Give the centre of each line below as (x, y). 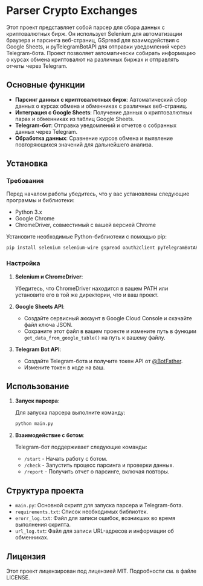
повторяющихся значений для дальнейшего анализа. (84, 144)
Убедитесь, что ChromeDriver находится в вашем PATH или (92, 288)
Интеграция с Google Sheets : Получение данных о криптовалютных (104, 112)
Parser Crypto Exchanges (72, 11)
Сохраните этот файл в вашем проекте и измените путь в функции (110, 331)
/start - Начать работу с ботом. (66, 459)
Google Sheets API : (40, 306)
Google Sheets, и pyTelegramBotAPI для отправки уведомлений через (96, 47)
